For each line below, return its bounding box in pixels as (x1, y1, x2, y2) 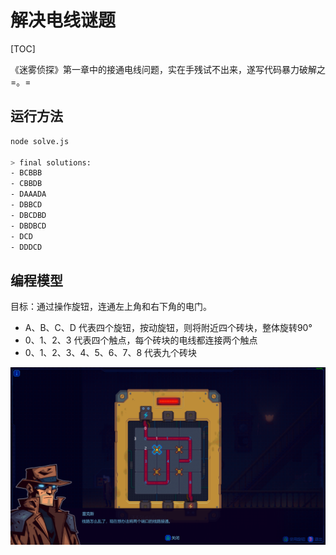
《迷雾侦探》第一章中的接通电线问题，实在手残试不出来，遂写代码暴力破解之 (10, 63, 326, 75)
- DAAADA (10, 189, 47, 200)
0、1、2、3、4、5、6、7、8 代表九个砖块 (24, 347, 198, 359)
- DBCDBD (10, 210, 47, 220)
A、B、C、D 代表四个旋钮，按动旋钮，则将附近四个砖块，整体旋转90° (24, 322, 313, 334)
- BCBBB (10, 168, 43, 178)
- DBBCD (10, 200, 43, 210)
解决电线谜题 (10, 9, 117, 32)
